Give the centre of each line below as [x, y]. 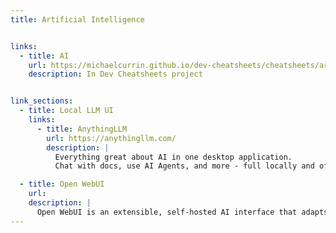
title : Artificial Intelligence [77, 19]
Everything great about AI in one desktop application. [173, 157]
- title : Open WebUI [62, 184]
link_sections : [42, 101]
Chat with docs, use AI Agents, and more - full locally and [184, 166]
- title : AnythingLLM [82, 129]
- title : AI [44, 56]
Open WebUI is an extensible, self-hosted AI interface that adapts [182, 212]
